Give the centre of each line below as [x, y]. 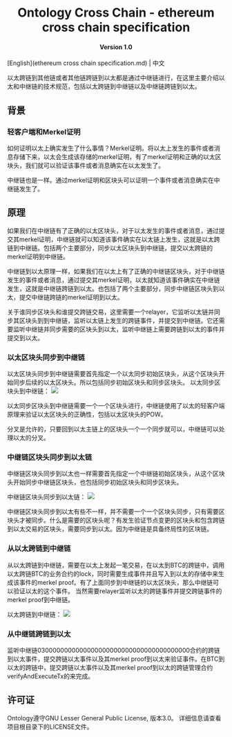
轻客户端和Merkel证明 [44, 131]
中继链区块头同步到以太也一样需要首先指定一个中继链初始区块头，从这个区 [113, 474]
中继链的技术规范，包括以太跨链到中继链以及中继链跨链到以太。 [110, 86]
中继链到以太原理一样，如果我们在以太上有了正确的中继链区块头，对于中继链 [116, 271]
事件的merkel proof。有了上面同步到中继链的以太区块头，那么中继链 [116, 582]
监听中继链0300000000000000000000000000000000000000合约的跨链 [114, 651]
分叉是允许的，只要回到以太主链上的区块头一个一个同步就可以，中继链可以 [113, 429]
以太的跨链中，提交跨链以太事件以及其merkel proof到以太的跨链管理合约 [110, 668]
